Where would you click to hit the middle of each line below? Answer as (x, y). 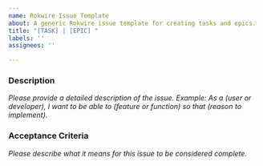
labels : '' (26, 38)
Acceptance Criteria (49, 136)
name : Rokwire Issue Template (59, 16)
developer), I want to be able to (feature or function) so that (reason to (125, 107)
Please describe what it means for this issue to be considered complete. (127, 153)
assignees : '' (32, 46)
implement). (28, 115)
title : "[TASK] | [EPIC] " (53, 30)
